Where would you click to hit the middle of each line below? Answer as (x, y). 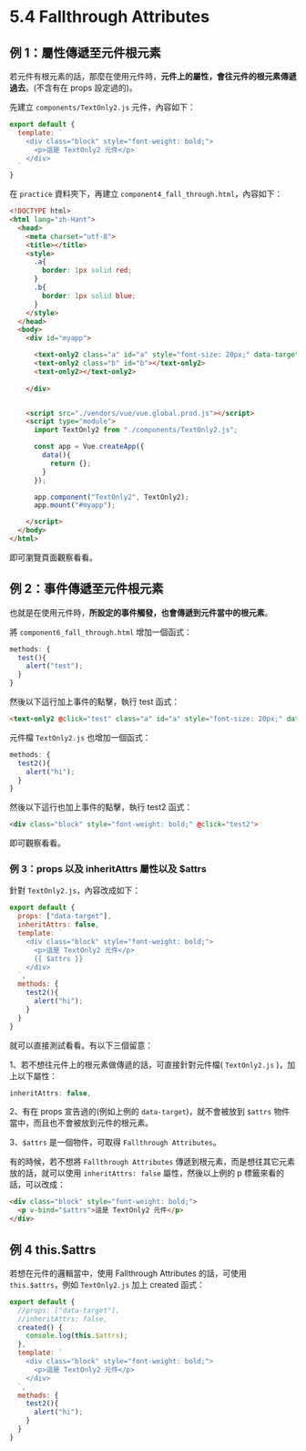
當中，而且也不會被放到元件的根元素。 (81, 1123)
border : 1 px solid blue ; (89, 295)
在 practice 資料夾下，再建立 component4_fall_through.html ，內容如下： (146, 194)
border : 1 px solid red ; (87, 271)
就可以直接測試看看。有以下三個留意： (81, 1045)
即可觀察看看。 (37, 843)
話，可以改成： (37, 1185)
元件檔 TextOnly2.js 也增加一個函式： (80, 737)
